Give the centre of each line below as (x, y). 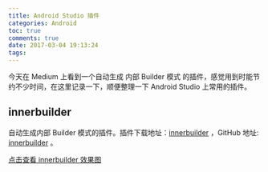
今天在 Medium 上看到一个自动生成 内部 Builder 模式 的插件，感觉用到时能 (131, 76)
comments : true (34, 38)
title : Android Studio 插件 (54, 16)
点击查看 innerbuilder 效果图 (55, 159)
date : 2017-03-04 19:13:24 (53, 46)
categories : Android (43, 23)
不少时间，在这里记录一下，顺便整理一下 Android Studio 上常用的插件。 (133, 86)
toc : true (25, 30)
